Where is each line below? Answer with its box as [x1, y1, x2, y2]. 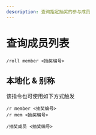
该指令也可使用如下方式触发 [6, 92, 75, 100]
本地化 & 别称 [6, 76, 55, 86]
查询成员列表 [6, 37, 70, 50]
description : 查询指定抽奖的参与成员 [6, 8, 91, 15]
